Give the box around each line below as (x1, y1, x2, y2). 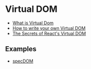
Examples (5, 45, 36, 53)
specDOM (12, 58, 33, 64)
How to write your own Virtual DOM (12, 25, 86, 31)
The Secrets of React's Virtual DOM (12, 30, 86, 36)
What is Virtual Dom (12, 20, 54, 26)
